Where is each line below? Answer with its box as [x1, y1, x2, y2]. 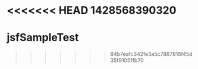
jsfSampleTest [7, 31, 79, 45]
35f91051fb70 [110, 57, 144, 64]
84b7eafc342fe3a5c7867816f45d [110, 51, 193, 58]
